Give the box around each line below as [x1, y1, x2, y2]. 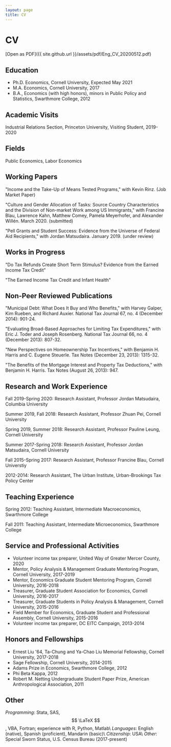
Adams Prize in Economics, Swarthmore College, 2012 [12, 665, 128, 671]
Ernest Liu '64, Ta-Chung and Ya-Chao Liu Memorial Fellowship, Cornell [12, 648, 164, 655]
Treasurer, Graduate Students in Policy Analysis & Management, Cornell [12, 598, 164, 605]
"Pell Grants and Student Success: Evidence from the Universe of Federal [5, 228, 160, 234]
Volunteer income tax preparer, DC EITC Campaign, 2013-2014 [12, 620, 144, 626]
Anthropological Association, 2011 [12, 681, 84, 687]
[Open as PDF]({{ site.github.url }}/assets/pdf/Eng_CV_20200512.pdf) [5, 51, 152, 57]
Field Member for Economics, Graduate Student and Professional [12, 609, 150, 615]
